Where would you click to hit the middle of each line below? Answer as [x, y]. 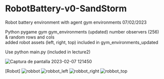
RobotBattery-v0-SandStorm [66, 9]
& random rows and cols [30, 37]
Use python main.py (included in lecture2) [48, 52]
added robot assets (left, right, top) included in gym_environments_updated [82, 42]
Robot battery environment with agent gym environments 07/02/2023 [76, 22]
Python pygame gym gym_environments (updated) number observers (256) [82, 32]
